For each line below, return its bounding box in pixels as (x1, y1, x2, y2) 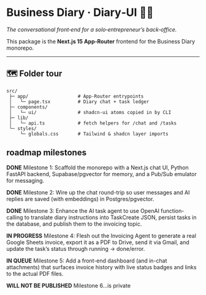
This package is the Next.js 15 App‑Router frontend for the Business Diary (6, 37, 195, 45)
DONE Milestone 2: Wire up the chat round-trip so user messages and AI (6, 188, 190, 196)
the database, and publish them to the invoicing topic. (6, 220, 142, 228)
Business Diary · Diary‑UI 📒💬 (6, 6, 154, 20)
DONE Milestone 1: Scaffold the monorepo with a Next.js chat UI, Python (6, 164, 189, 171)
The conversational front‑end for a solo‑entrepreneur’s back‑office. (6, 26, 177, 33)
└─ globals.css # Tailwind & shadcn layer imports (20, 131, 169, 137)
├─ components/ (9, 104, 48, 110)
